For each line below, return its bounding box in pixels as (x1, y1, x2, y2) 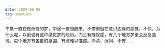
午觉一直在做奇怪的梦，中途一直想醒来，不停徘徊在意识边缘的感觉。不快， (5, 25, 156, 32)
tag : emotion (5, 12, 32, 16)
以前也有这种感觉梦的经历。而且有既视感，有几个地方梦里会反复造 (22, 32, 156, 37)
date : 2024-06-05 (5, 7, 41, 12)
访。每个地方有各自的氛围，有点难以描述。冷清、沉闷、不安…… (5, 37, 134, 44)
